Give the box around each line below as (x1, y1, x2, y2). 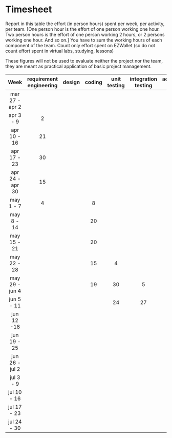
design (62, 78, 80, 86)
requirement (27, 75, 58, 83)
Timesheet (5, 4, 52, 15)
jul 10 (8, 388, 22, 395)
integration (130, 75, 158, 83)
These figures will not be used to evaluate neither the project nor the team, (5, 57, 163, 64)
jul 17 (8, 403, 22, 410)
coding (84, 78, 102, 86)
